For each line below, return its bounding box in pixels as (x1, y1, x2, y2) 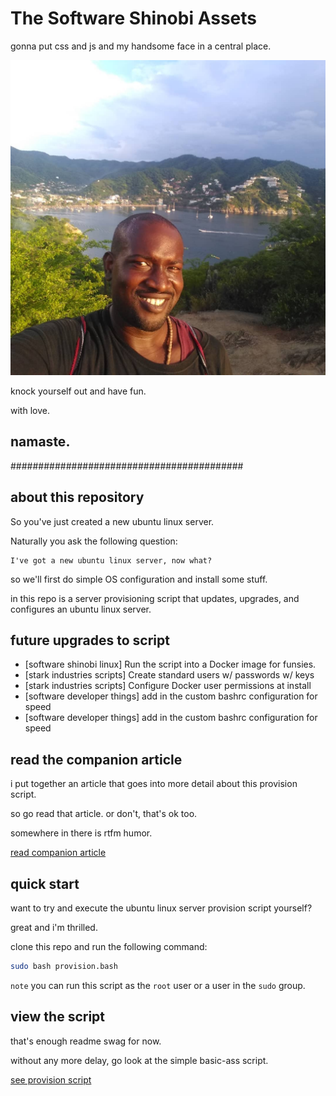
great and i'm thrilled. (10, 922, 98, 933)
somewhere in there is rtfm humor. (10, 827, 153, 839)
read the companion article (10, 751, 183, 768)
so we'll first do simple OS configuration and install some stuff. (10, 573, 268, 585)
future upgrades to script (10, 632, 170, 649)
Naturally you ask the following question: (10, 535, 178, 547)
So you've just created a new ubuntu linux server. (10, 515, 215, 527)
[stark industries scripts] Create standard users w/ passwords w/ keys (24, 669, 315, 681)
